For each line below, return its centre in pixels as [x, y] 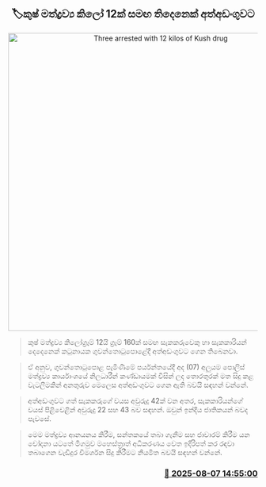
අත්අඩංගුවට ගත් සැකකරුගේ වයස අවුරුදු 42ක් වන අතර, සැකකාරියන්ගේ [135, 400]
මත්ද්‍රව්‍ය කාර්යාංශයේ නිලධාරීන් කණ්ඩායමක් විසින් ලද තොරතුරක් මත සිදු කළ [141, 376]
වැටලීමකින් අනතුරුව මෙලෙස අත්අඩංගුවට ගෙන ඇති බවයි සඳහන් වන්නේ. [138, 385]
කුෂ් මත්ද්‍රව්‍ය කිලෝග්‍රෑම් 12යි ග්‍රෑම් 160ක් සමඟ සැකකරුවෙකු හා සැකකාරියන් [137, 342]
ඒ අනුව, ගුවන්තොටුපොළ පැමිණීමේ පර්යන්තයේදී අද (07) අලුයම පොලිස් [136, 367]
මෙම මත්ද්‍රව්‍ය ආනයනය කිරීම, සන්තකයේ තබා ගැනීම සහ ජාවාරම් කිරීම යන [139, 434]
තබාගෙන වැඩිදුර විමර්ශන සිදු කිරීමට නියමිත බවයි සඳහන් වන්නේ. [125, 452]
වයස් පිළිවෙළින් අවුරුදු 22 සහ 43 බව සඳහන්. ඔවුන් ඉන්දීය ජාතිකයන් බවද [138, 409]
